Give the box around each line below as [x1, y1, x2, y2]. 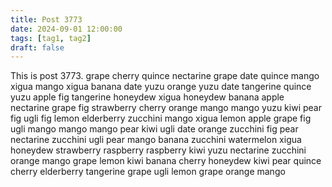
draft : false [10, 42, 65, 53]
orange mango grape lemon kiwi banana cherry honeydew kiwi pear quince [10, 155, 322, 167]
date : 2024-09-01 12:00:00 [10, 24, 123, 34]
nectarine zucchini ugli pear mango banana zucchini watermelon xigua [10, 134, 302, 146]
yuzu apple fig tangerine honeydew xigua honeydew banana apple [10, 91, 285, 103]
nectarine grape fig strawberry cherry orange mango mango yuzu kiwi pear [10, 102, 322, 114]
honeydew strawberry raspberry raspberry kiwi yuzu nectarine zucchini [10, 144, 307, 156]
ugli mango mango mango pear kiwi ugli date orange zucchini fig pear [10, 123, 299, 135]
